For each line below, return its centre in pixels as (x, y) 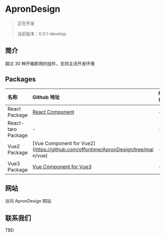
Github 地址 (46, 97)
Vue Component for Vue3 (62, 167)
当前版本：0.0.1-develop (41, 33)
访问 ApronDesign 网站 (28, 201)
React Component (54, 112)
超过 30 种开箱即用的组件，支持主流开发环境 (50, 63)
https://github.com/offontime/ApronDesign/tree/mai (94, 149)
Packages (20, 79)
